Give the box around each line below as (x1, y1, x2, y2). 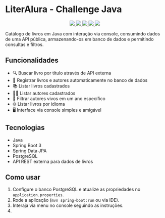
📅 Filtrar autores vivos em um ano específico (12, 95, 106, 102)
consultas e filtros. (5, 41, 44, 48)
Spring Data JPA (12, 148, 47, 154)
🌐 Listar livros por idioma (12, 101, 65, 107)
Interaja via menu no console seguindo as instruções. (12, 202, 124, 208)
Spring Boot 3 (12, 142, 42, 148)
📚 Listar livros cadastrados (12, 82, 70, 89)
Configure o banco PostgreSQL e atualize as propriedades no (12, 186, 141, 193)
